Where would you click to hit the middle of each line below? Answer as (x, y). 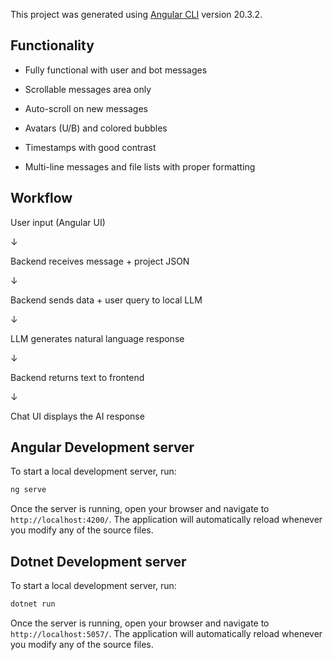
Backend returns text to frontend (77, 377)
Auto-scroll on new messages (86, 108)
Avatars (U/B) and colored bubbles (96, 128)
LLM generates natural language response (97, 338)
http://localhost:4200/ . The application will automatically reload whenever (166, 520)
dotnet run (33, 604)
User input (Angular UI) (58, 222)
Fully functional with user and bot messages (116, 70)
